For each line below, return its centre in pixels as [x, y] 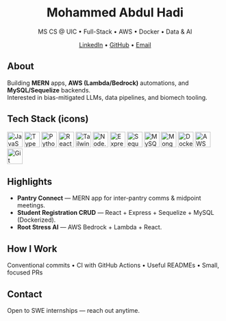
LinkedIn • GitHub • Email [115, 44]
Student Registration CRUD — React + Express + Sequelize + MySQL [115, 213]
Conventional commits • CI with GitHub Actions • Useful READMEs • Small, [113, 266]
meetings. [31, 205]
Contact [25, 294]
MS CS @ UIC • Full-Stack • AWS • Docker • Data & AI [115, 31]
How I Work [32, 249]
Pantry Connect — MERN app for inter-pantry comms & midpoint [109, 198]
